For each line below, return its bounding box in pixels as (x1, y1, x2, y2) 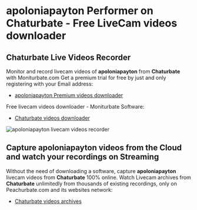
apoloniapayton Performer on (6, 4, 154, 18)
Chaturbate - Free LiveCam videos (6, 16, 178, 30)
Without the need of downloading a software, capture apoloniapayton (6, 167, 176, 174)
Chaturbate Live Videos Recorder (6, 52, 131, 62)
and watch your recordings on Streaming (6, 152, 159, 162)
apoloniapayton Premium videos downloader (14, 92, 123, 99)
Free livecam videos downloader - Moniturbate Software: (6, 103, 145, 110)
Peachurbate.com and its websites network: (6, 186, 113, 193)
